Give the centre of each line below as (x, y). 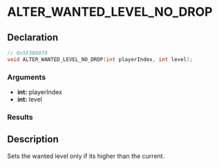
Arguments (27, 77)
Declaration (33, 37)
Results (20, 117)
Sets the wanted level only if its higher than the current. (86, 156)
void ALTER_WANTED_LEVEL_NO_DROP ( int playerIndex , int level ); (100, 59)
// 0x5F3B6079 (28, 53)
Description (33, 139)
